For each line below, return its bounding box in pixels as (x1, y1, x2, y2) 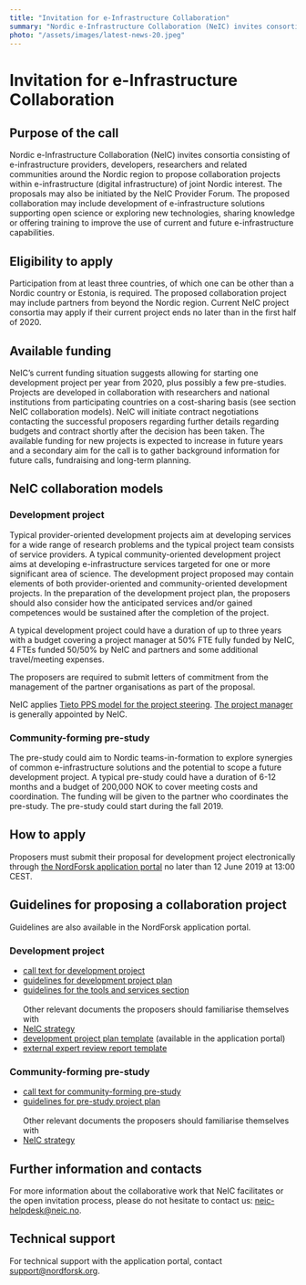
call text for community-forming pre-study (22, 1086, 182, 1097)
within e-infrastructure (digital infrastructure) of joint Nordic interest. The (9, 179, 282, 190)
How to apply (9, 827, 87, 843)
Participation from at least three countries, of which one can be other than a (9, 278, 294, 289)
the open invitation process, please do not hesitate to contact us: (9, 1195, 253, 1206)
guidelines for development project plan (22, 974, 173, 985)
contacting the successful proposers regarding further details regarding (9, 416, 280, 427)
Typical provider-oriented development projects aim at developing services (9, 529, 291, 540)
